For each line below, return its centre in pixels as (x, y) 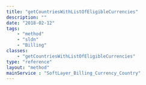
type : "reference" (29, 62)
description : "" (26, 17)
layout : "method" (28, 67)
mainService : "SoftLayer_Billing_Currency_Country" (74, 73)
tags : (13, 28)
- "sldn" (28, 40)
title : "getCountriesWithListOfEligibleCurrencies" (72, 12)
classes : (17, 51)
